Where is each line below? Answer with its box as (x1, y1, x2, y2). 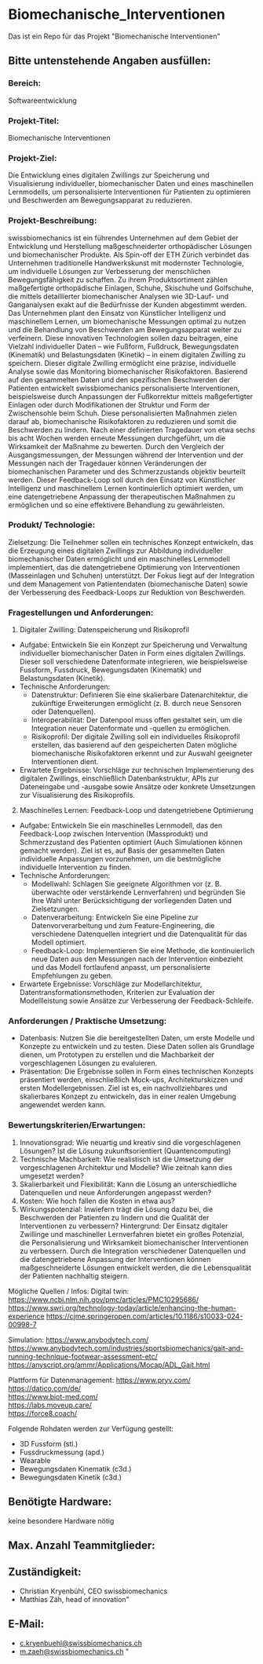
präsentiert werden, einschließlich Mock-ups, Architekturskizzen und (19, 1075, 243, 1084)
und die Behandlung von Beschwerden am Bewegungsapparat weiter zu (8, 324, 242, 335)
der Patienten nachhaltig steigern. (19, 1271, 130, 1281)
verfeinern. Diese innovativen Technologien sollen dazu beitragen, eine (8, 333, 238, 342)
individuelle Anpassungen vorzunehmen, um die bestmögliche (19, 854, 221, 864)
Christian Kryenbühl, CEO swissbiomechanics (19, 1586, 168, 1596)
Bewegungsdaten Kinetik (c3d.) (19, 1472, 122, 1482)
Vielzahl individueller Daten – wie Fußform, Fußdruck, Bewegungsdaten (8, 342, 239, 351)
